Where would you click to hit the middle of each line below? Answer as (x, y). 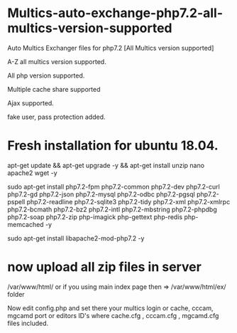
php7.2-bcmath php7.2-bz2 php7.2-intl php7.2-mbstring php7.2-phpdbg (112, 209)
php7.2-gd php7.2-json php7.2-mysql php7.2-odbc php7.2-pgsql (101, 194)
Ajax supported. (31, 103)
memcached (26, 224)
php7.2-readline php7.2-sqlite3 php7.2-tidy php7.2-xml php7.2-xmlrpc (128, 201)
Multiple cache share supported (54, 89)
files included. (28, 323)
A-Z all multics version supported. (57, 61)
